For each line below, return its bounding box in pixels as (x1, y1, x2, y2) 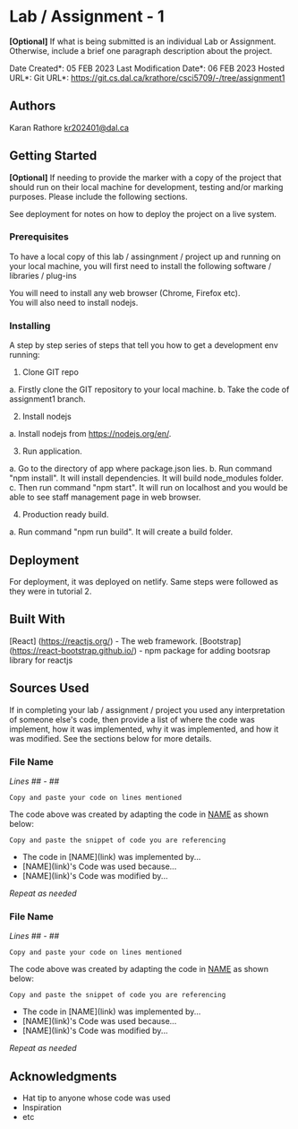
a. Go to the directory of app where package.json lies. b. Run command (9, 464, 273, 474)
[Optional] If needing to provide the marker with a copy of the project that (9, 172, 282, 183)
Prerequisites (9, 230, 69, 243)
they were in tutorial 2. (9, 586, 92, 596)
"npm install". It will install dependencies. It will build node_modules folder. (9, 473, 284, 483)
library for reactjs (9, 655, 73, 665)
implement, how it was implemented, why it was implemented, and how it (9, 724, 279, 734)
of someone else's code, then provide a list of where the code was (9, 714, 255, 725)
